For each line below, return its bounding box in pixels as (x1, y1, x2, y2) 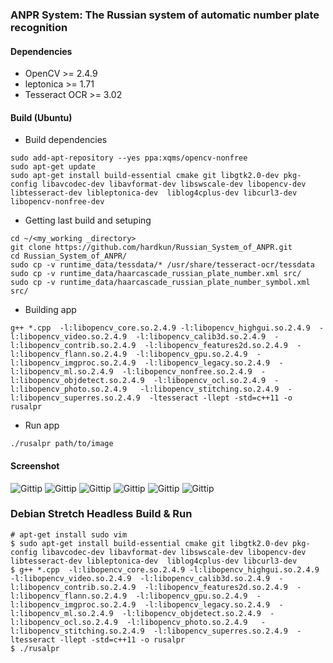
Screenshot (10, 459, 60, 472)
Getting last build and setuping (24, 214, 152, 227)
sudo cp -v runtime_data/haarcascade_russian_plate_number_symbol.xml (10, 278, 311, 288)
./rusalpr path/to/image (10, 439, 114, 449)
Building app (24, 304, 77, 316)
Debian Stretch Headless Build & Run (10, 507, 193, 521)
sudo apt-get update (10, 162, 97, 172)
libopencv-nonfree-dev (10, 197, 105, 207)
